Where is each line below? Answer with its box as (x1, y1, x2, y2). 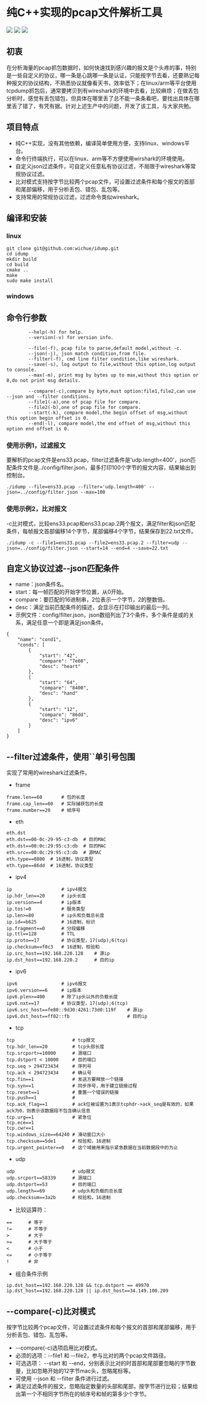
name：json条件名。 (15, 581, 67, 588)
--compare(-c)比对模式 (6, 1306, 96, 1316)
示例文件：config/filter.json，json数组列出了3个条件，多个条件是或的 (15, 612, 189, 619)
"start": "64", (39, 680, 78, 686)
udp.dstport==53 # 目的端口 (6, 1181, 96, 1188)
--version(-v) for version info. (28, 334, 114, 341)
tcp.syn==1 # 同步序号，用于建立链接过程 (6, 1083, 137, 1089)
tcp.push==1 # (6, 1095, 75, 1101)
